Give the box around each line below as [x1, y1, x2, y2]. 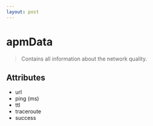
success [15, 114, 36, 122]
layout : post [6, 8, 39, 15]
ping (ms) [15, 95, 39, 102]
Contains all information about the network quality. [21, 55, 147, 62]
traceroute [15, 108, 41, 115]
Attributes [6, 72, 45, 82]
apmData [6, 35, 53, 48]
